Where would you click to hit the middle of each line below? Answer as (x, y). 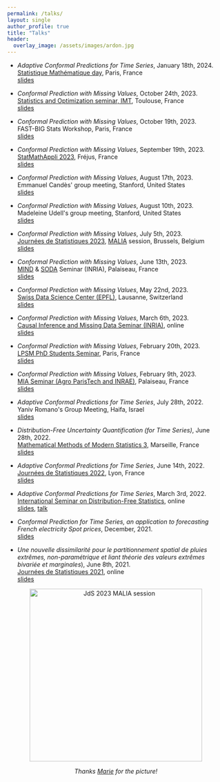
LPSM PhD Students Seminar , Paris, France (78, 353)
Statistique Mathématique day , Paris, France (80, 73)
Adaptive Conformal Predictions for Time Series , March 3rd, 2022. (112, 494)
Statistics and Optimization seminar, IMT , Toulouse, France (100, 101)
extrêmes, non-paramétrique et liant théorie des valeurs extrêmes (111, 557)
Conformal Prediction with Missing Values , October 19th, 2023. (107, 121)
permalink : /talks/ (35, 13)
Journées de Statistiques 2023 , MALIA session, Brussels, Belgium (111, 241)
